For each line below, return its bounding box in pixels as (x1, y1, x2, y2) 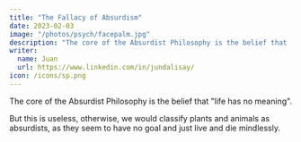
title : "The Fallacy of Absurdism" (9, 13, 143, 22)
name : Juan (17, 54, 58, 63)
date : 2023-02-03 (9, 21, 75, 30)
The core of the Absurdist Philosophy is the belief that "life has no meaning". (9, 96, 293, 106)
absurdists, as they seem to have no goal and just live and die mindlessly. (9, 122, 281, 133)
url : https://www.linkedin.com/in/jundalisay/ (17, 63, 195, 72)
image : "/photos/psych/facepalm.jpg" (9, 29, 151, 38)
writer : (9, 46, 39, 55)
